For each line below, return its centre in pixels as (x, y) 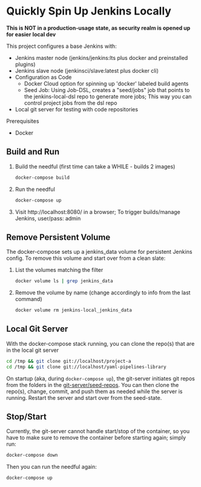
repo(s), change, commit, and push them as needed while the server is (94, 391)
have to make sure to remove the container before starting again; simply (96, 438)
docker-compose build (42, 177)
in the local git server (33, 350)
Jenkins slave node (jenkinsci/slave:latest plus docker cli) (87, 70)
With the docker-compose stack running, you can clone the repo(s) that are (100, 343)
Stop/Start (26, 417)
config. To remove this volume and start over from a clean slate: (86, 258)
